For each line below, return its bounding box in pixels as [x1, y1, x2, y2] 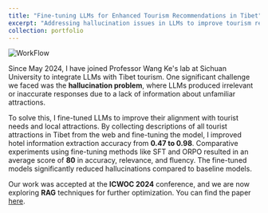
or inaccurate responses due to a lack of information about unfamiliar [8, 89, 236, 99]
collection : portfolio [8, 26, 84, 34]
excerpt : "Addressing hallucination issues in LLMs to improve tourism [8, 19, 251, 27]
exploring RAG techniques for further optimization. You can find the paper [8, 188, 251, 198]
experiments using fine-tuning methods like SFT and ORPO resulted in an [8, 147, 249, 156]
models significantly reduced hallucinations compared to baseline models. [8, 164, 253, 174]
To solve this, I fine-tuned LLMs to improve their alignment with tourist [8, 113, 239, 123]
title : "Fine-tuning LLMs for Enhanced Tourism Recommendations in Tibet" [8, 11, 262, 20]
